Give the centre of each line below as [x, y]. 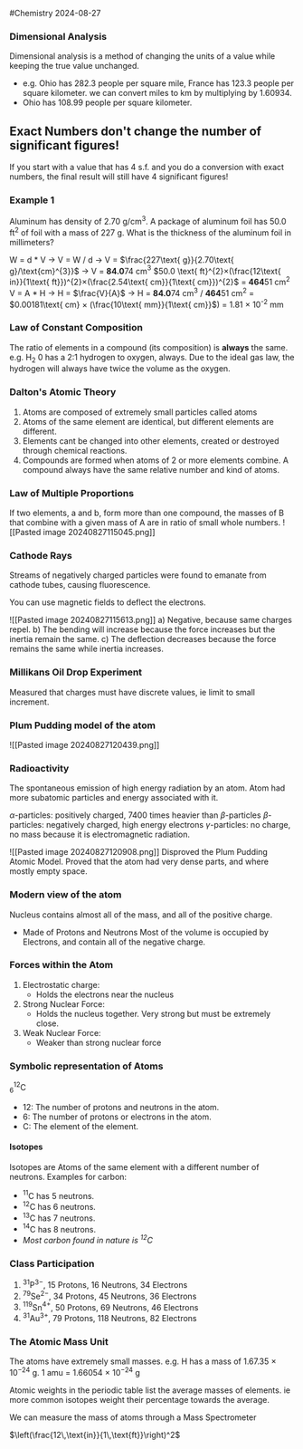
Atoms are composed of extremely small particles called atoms [140, 412]
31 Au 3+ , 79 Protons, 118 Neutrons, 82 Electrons [109, 1317]
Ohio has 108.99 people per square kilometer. [107, 102]
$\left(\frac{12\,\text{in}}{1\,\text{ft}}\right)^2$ [95, 1435]
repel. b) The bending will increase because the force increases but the [142, 629]
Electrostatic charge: [61, 984]
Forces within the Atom [62, 965]
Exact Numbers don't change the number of [136, 131]
